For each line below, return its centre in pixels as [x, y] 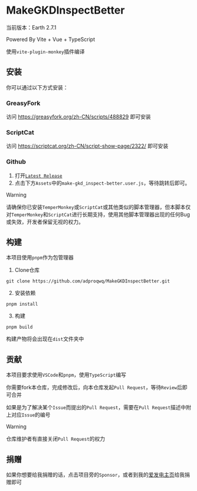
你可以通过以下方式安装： [37, 87]
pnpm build [19, 327]
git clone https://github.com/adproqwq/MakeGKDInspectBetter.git [88, 281]
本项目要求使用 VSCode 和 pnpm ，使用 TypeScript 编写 [66, 375]
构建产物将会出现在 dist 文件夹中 [45, 339]
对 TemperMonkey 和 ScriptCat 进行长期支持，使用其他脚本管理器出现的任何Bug [98, 214]
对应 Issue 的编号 [31, 415]
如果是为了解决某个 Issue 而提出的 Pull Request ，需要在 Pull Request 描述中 [96, 407]
